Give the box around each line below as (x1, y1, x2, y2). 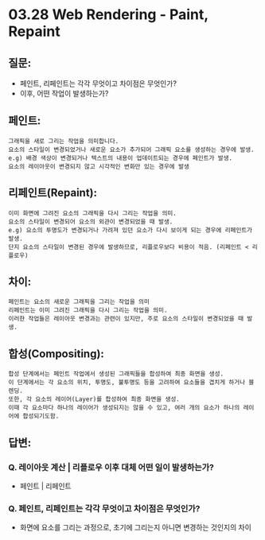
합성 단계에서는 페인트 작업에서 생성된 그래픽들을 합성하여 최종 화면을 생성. (8, 370, 224, 379)
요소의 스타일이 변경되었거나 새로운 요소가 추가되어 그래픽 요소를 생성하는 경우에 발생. (8, 146, 255, 153)
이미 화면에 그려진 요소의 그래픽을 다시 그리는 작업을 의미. (8, 209, 177, 217)
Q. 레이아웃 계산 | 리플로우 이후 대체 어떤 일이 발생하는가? (8, 461, 215, 472)
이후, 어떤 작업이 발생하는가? (19, 89, 109, 98)
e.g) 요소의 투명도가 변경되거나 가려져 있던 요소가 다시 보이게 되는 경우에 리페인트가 (8, 226, 253, 234)
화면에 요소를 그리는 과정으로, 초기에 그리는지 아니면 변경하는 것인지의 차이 (19, 523, 252, 532)
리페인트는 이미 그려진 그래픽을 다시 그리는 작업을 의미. (8, 306, 168, 315)
